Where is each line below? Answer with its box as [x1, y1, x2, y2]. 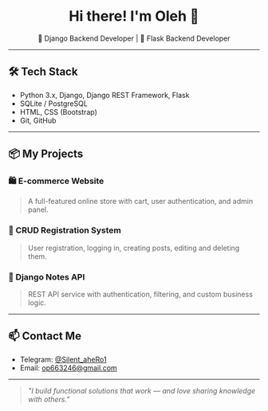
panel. [27, 205, 49, 214]
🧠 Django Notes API [8, 271, 85, 282]
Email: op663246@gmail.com [19, 362, 117, 373]
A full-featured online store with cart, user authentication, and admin [27, 197, 254, 206]
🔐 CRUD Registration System [8, 225, 122, 236]
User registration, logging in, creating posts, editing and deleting [27, 243, 240, 252]
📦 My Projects [8, 147, 84, 161]
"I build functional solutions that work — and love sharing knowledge [27, 386, 256, 395]
